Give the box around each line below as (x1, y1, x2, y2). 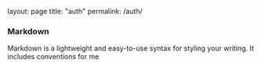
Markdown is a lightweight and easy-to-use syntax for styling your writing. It (7, 44, 254, 53)
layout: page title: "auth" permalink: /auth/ (7, 7, 143, 16)
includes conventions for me (7, 52, 100, 62)
